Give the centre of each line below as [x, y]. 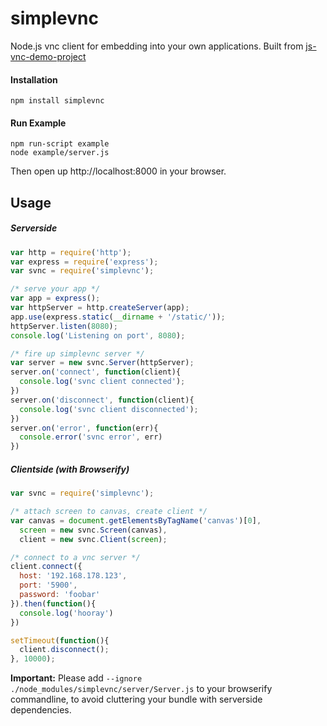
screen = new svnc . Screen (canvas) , [93, 530]
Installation [34, 79]
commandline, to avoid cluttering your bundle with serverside [136, 699]
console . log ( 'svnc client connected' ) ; [102, 382]
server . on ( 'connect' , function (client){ [96, 372]
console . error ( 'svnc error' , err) [91, 437]
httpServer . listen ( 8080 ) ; [64, 326]
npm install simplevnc [57, 101]
